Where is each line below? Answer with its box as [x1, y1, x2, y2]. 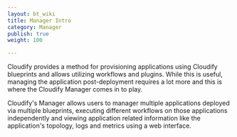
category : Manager [7, 23, 62, 31]
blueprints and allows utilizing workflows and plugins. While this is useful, [7, 70, 223, 79]
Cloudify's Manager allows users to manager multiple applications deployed [7, 99, 230, 107]
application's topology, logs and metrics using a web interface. [7, 121, 192, 130]
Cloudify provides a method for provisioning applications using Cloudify [7, 62, 218, 71]
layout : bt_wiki [7, 10, 56, 18]
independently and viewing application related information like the [7, 114, 201, 123]
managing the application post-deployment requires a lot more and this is [7, 77, 223, 86]
